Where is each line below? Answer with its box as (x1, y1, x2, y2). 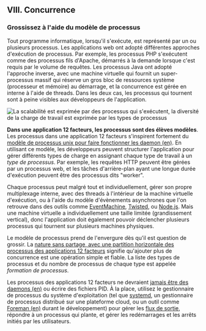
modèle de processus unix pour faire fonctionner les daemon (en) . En (7, 139, 182, 146)
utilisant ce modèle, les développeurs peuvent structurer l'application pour (7, 145, 194, 152)
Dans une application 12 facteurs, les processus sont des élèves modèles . (7, 125, 199, 133)
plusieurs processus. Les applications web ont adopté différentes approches (7, 43, 200, 51)
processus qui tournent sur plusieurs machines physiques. (7, 222, 155, 229)
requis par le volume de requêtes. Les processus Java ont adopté (7, 63, 172, 70)
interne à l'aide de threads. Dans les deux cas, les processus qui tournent (7, 89, 192, 97)
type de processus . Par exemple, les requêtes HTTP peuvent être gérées (7, 158, 191, 166)
